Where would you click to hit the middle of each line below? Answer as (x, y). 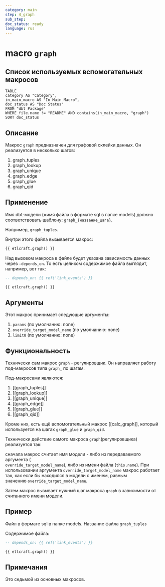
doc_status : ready (24, 24)
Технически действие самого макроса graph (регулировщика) (71, 439)
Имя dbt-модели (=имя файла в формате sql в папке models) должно (79, 214)
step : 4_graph (20, 15)
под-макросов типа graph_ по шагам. (45, 368)
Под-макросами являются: (34, 378)
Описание (22, 133)
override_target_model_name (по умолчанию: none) (66, 330)
